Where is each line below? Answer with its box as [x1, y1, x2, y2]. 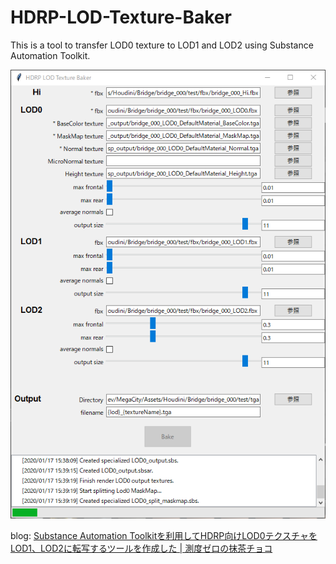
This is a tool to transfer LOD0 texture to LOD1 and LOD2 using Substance [10, 39, 314, 51]
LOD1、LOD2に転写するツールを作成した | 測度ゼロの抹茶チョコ [10, 542, 273, 554]
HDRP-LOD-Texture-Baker [10, 6, 232, 29]
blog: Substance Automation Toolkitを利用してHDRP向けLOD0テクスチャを [10, 529, 318, 541]
